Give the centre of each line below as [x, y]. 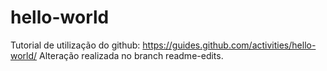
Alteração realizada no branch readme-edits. [131, 55]
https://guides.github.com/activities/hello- [229, 45]
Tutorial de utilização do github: [75, 45]
